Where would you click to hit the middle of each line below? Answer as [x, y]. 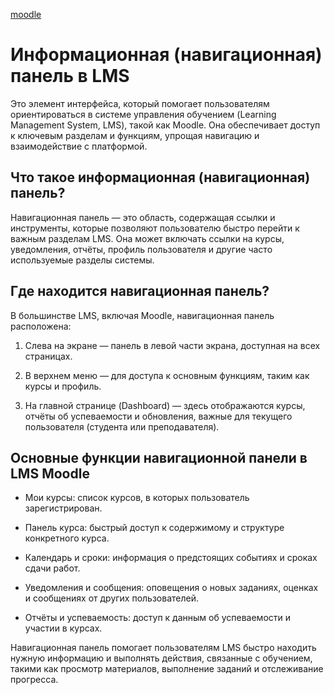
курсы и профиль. [63, 386]
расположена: [41, 326]
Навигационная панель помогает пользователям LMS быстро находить [163, 648]
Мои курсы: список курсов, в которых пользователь [137, 498]
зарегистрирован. [63, 508]
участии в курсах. [63, 628]
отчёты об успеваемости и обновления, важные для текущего [158, 416]
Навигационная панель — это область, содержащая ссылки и [143, 217]
